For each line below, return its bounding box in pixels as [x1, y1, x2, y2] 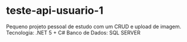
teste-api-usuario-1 [6, 4, 104, 17]
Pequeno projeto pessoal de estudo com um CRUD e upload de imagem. [6, 23, 182, 30]
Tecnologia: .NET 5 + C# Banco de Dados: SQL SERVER [6, 29, 141, 36]
